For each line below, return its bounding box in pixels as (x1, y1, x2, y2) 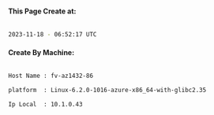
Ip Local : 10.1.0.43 (8, 101, 83, 109)
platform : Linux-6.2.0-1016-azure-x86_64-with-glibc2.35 (8, 87, 207, 95)
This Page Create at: (8, 6, 77, 16)
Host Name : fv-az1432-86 (8, 72, 93, 80)
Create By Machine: (8, 47, 75, 57)
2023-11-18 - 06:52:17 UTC (8, 31, 97, 39)
